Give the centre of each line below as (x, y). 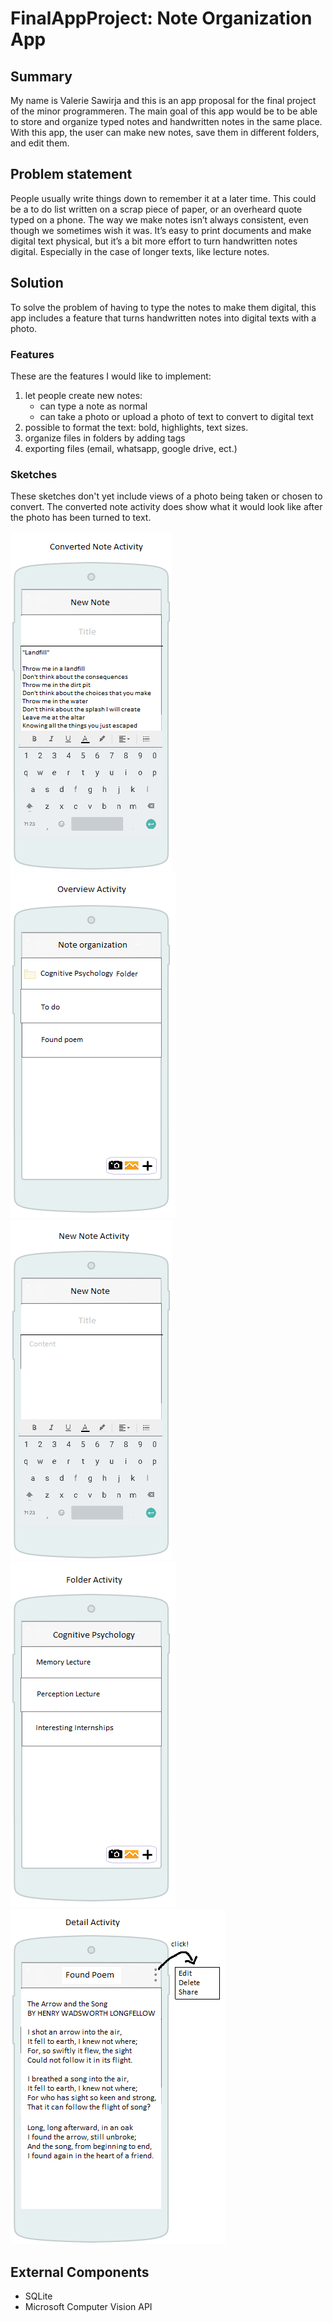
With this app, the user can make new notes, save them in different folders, (165, 132)
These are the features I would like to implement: (111, 376)
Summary (41, 76)
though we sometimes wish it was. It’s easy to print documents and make (161, 230)
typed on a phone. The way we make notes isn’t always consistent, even (159, 219)
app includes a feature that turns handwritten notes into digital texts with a (163, 318)
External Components (80, 2272)
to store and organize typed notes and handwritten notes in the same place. (166, 121)
